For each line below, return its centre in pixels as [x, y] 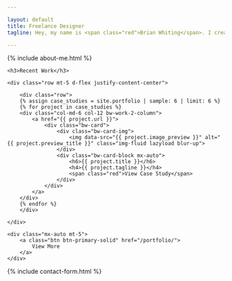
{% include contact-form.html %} [55, 271]
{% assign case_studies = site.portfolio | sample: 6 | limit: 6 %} [120, 101]
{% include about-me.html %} [50, 58]
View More [46, 246]
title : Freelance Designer [46, 26]
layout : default [30, 19]
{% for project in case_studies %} [71, 107]
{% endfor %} [38, 204]
